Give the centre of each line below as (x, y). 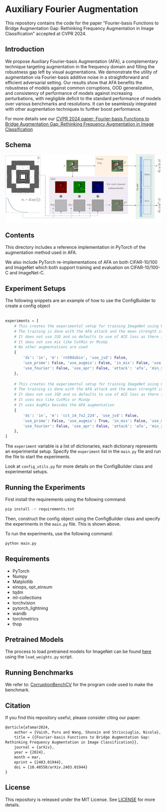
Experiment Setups (36, 289)
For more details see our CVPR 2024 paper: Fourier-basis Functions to (77, 119)
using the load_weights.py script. (39, 657)
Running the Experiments (45, 487)
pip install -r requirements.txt (40, 509)
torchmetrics (25, 618)
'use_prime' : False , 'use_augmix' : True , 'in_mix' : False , (85, 421)
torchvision (24, 603)
